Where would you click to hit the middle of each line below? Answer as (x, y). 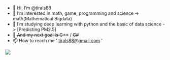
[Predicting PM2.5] (37, 29)
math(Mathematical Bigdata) (42, 19)
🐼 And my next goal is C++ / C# (46, 35)
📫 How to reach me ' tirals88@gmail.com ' (58, 40)
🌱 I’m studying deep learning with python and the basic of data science (87, 24)
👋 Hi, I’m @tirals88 (32, 8)
